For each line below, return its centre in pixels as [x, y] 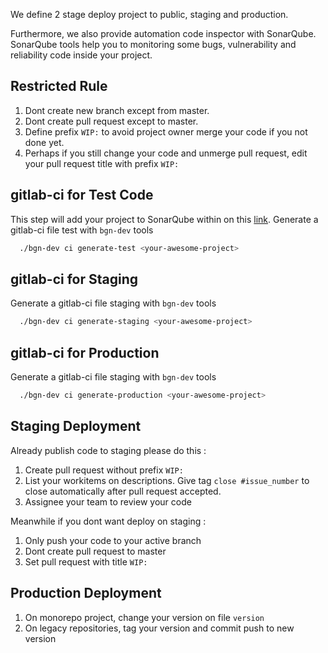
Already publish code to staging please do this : [108, 450]
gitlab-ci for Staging [74, 279]
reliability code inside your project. [81, 55]
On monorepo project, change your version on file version [144, 617]
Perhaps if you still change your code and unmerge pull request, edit [166, 153]
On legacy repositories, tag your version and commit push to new [159, 628]
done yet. [44, 142]
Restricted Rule [59, 86]
